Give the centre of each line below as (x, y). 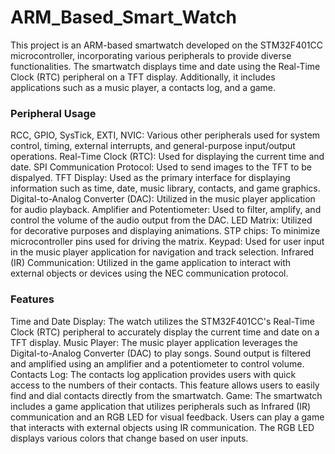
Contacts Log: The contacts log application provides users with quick (153, 374)
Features (32, 299)
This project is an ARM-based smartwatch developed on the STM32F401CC (166, 45)
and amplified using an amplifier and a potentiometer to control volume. (157, 363)
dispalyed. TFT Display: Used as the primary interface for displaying (150, 178)
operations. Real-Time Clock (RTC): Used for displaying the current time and (167, 157)
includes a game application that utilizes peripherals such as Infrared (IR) (161, 406)
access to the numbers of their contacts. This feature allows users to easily (165, 385)
